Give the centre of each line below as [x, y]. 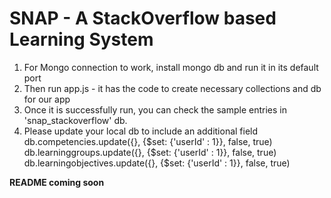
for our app [47, 99]
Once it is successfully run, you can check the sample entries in [155, 109]
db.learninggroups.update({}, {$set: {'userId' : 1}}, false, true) [150, 152]
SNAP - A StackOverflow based [143, 18]
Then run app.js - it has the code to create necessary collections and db [172, 88]
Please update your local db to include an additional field [141, 131]
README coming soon [57, 182]
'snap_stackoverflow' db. [75, 120]
